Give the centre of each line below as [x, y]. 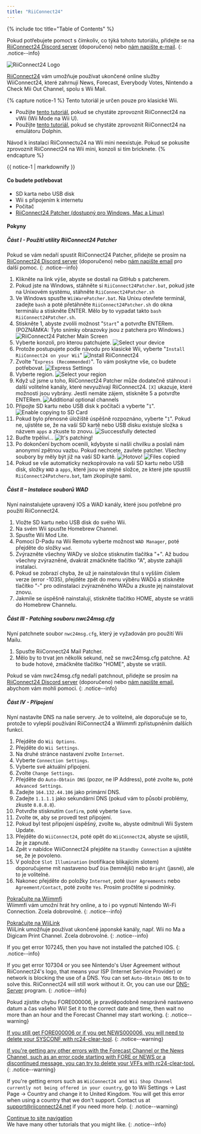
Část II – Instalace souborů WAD [48, 489]
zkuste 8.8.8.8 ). [35, 805]
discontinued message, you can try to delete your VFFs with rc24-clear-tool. [101, 1064]
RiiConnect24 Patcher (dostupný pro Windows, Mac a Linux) [90, 212]
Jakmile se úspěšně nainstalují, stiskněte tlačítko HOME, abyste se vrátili [104, 599]
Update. [25, 830]
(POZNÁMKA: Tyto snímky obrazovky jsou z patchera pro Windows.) [100, 330]
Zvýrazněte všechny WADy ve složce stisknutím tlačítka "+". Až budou [102, 554]
